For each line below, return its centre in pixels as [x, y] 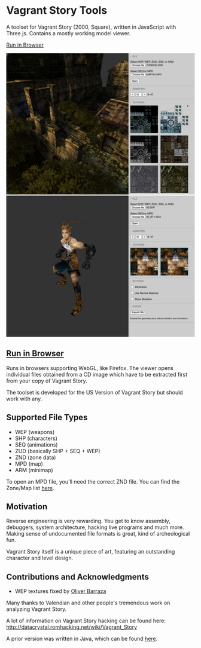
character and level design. [40, 558]
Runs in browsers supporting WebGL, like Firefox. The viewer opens [90, 368]
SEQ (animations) [36, 444]
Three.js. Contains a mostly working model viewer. [68, 33]
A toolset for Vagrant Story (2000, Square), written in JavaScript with [91, 27]
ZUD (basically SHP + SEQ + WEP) [57, 451]
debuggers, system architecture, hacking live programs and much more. [95, 527]
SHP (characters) [36, 438]
